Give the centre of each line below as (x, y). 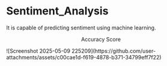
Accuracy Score (101, 39)
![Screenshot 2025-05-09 (38, 51)
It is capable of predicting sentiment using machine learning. (81, 28)
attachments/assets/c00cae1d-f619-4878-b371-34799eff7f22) (84, 57)
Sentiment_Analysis (57, 11)
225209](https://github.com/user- (114, 51)
